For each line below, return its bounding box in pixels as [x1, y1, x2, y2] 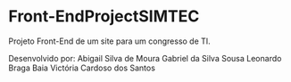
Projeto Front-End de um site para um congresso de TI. [8, 36, 211, 46]
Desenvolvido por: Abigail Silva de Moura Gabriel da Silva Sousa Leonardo [8, 53, 282, 63]
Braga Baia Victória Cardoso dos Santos [8, 62, 155, 73]
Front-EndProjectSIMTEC [8, 6, 200, 27]
